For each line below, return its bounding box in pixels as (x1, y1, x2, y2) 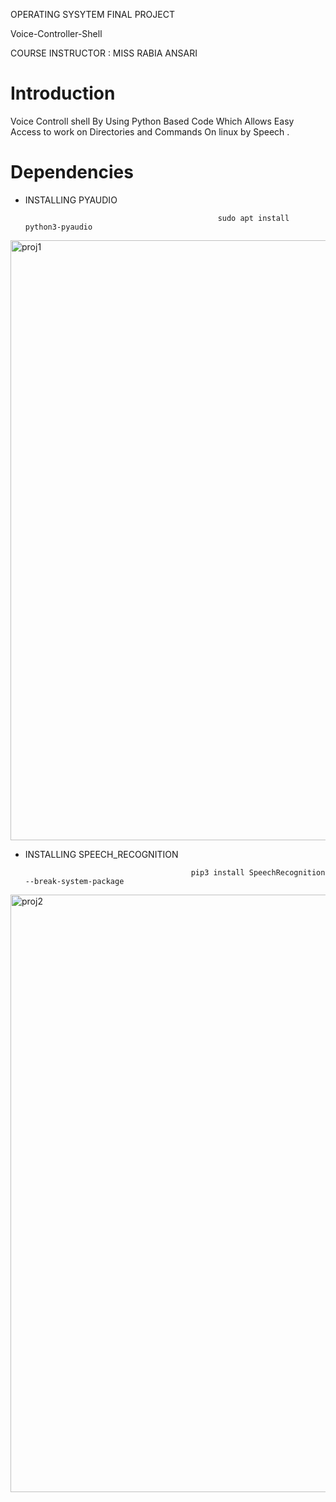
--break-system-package (24, 876, 125, 886)
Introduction (10, 82, 116, 105)
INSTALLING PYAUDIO (24, 194, 118, 206)
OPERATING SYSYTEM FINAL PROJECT (10, 9, 175, 20)
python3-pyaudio (24, 222, 93, 232)
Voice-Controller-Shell (10, 28, 103, 39)
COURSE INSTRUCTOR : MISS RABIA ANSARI (10, 47, 198, 59)
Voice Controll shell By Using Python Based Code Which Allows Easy (10, 115, 295, 127)
